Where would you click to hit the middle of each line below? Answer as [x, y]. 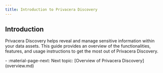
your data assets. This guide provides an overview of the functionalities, [78, 46]
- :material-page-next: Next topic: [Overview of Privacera [63, 61]
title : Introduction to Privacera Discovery [51, 9]
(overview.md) [20, 66]
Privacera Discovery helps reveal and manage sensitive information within [80, 41]
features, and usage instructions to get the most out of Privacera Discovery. [82, 51]
